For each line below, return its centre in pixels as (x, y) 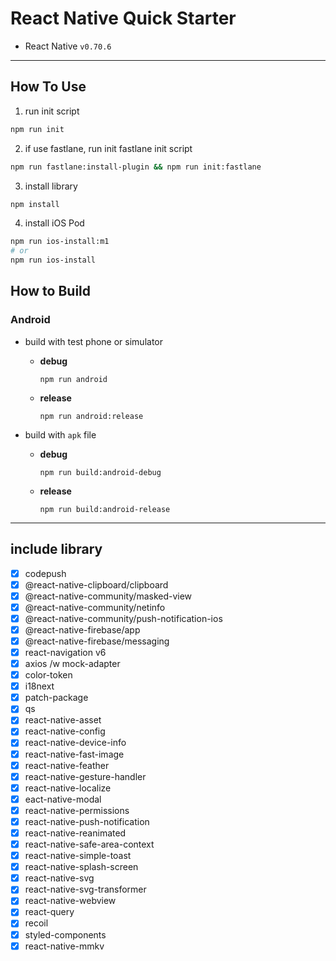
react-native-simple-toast (78, 856)
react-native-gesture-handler (85, 776)
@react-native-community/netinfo (95, 607)
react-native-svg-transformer (85, 889)
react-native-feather (67, 765)
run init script (52, 111)
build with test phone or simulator (93, 341)
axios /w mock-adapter (72, 663)
